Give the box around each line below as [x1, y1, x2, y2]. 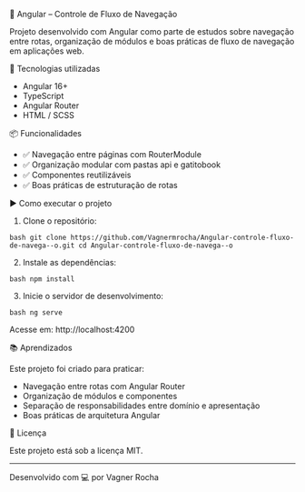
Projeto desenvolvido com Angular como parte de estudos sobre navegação [9, 26, 295, 36]
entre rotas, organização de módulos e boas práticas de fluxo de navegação [9, 36, 295, 46]
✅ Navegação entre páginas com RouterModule [22, 149, 202, 159]
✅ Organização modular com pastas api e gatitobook [22, 159, 221, 170]
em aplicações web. [9, 45, 84, 56]
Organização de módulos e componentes [22, 391, 178, 401]
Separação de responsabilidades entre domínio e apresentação [22, 400, 261, 411]
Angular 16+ [22, 81, 68, 91]
